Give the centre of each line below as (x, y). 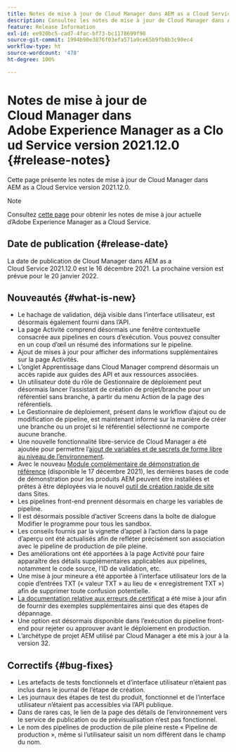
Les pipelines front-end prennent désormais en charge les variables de (120, 501)
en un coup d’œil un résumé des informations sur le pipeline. (105, 344)
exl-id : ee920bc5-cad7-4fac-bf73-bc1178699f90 (77, 33)
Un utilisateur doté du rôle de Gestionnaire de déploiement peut (110, 382)
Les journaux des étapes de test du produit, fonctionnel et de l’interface (121, 697)
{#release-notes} (59, 160)
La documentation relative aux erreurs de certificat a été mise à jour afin (122, 599)
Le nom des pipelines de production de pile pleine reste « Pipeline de (117, 727)
